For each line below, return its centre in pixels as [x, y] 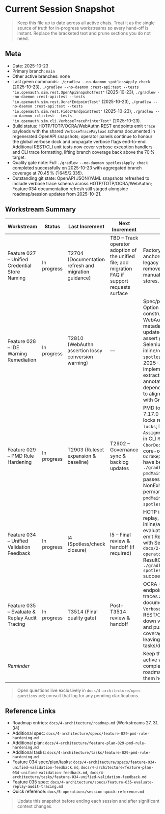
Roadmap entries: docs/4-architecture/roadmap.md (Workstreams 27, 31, [85, 723]
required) [121, 553]
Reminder [19, 666]
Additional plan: [28, 743]
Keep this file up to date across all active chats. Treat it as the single [86, 23]
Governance [124, 449]
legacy [151, 262]
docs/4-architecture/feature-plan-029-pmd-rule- [96, 743]
